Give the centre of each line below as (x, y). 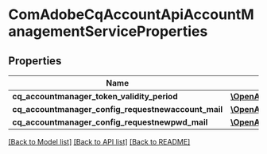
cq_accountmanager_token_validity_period (95, 96)
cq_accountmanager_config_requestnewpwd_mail (110, 122)
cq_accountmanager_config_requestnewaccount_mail (118, 109)
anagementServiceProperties (108, 31)
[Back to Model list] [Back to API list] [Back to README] (99, 142)
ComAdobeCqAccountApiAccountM (131, 15)
